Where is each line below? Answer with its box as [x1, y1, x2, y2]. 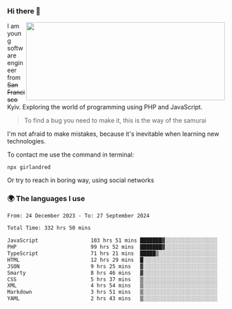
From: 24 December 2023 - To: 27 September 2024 [7, 212, 150, 219]
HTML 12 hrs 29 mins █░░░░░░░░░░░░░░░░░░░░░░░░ [7, 256, 217, 263]
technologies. [7, 137, 46, 145]
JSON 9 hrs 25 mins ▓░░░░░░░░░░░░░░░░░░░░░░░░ [7, 263, 217, 270]
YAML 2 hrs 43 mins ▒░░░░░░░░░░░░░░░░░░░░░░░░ [7, 295, 217, 302]
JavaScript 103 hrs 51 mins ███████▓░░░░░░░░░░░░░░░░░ [7, 237, 217, 245]
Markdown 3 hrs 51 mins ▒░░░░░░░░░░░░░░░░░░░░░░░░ [7, 289, 217, 296]
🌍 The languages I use [7, 194, 85, 204]
